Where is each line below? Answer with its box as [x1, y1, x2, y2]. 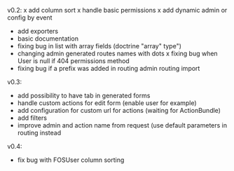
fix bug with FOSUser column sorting [17, 156, 125, 164]
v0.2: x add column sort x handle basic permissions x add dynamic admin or [7, 6, 228, 14]
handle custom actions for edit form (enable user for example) [17, 99, 198, 107]
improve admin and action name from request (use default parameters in [17, 121, 228, 129]
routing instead [17, 129, 62, 137]
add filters [17, 114, 48, 122]
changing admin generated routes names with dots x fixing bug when [17, 49, 219, 57]
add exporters [17, 27, 58, 35]
